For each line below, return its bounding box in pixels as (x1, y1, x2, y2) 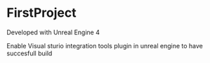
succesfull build (6, 49, 53, 57)
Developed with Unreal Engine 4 (6, 28, 100, 36)
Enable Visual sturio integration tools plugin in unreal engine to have (6, 41, 203, 50)
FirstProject (6, 5, 77, 21)
